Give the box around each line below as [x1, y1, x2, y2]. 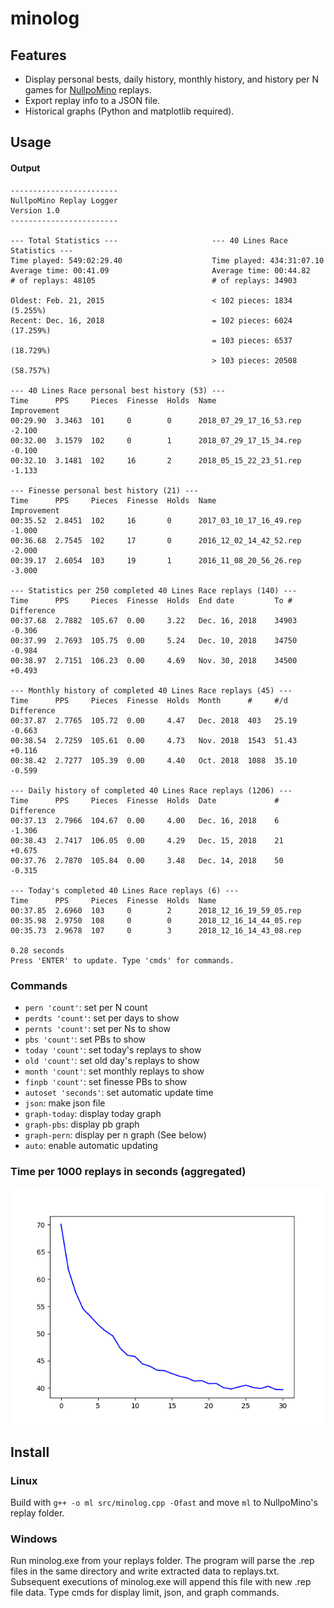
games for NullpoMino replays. [24, 84, 152, 96]
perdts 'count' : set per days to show [24, 1012, 180, 1024]
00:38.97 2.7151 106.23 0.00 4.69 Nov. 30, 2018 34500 [10, 655, 298, 666]
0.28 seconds [10, 945, 65, 956]
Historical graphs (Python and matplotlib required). [24, 105, 235, 117]
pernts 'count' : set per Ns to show [24, 1022, 171, 1034]
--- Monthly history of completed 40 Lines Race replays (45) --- [10, 685, 293, 696]
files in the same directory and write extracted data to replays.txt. [10, 1565, 280, 1577]
